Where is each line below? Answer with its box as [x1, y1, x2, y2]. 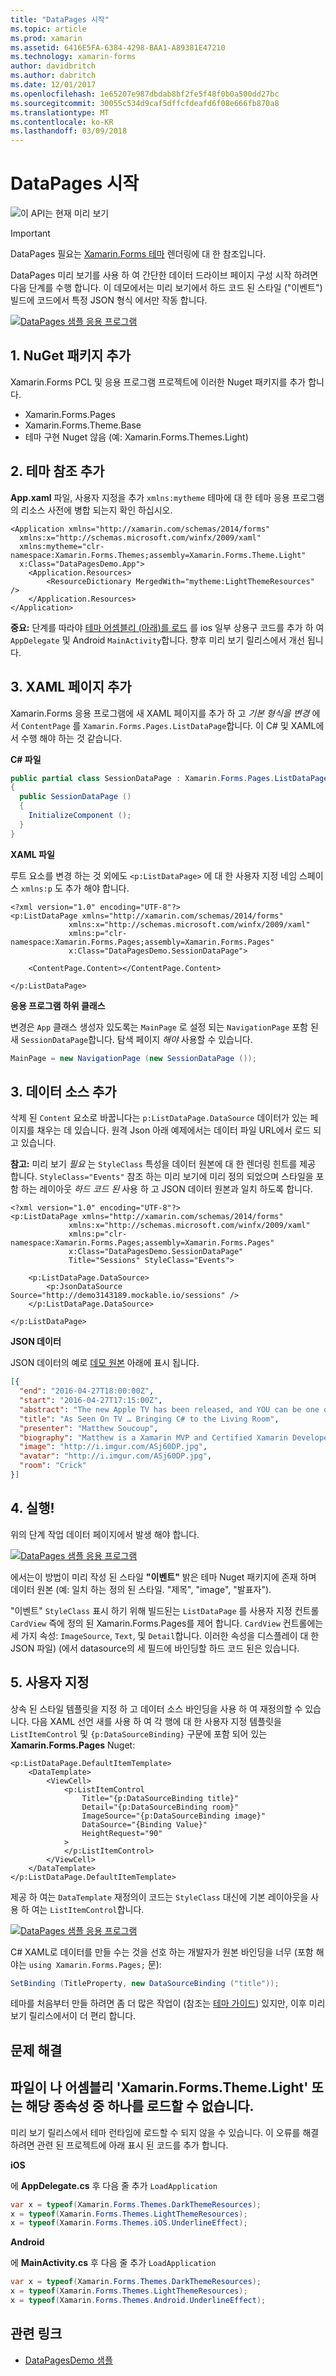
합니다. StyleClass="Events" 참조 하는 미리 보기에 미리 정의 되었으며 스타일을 [10, 1171, 314, 1183]
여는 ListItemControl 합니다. [31, 1903, 145, 1915]
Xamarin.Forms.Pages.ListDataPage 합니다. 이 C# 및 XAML [83, 719, 317, 731]
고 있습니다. [10, 1137, 57, 1149]
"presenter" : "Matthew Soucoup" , [19, 1423, 159, 1433]
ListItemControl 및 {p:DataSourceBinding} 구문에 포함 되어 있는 [10, 1727, 268, 1740]
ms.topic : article [10, 24, 87, 34]
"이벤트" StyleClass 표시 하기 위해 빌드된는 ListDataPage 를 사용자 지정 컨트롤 [10, 1604, 320, 1616]
